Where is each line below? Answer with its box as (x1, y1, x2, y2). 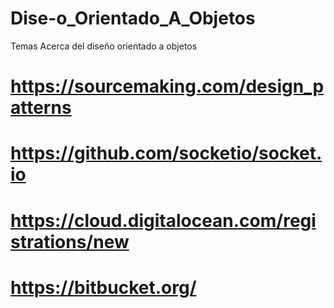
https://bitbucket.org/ (10, 276, 197, 299)
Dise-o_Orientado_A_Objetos (10, 7, 256, 30)
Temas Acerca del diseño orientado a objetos (10, 40, 198, 52)
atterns (10, 97, 72, 119)
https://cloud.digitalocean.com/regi (10, 209, 317, 232)
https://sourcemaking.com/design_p (10, 75, 325, 98)
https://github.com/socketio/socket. (10, 142, 323, 165)
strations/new (10, 230, 130, 253)
